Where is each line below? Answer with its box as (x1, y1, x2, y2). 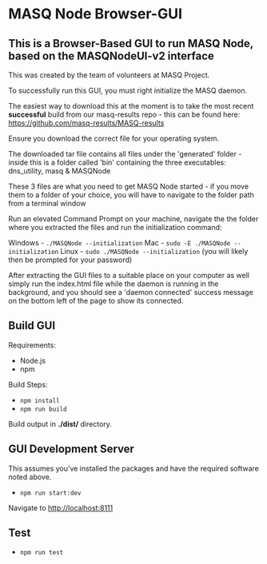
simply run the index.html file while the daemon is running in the (8, 279, 219, 288)
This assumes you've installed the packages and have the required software (8, 463, 260, 473)
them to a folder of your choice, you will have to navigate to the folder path (8, 190, 254, 200)
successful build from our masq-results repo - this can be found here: (8, 109, 241, 119)
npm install (19, 396, 60, 404)
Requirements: (8, 340, 56, 350)
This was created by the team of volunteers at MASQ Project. (8, 70, 210, 80)
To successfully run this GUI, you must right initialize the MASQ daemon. (8, 85, 248, 95)
